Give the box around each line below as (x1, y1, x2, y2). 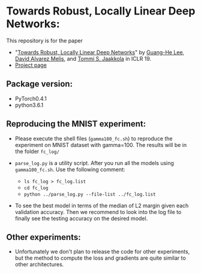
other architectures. (14, 261, 64, 268)
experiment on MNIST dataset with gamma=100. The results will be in (14, 141, 187, 148)
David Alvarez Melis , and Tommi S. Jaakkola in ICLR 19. (14, 55, 152, 62)
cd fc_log (23, 185, 49, 191)
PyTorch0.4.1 (14, 95, 47, 102)
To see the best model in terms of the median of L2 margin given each (14, 202, 189, 209)
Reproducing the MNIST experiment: (6, 119, 146, 129)
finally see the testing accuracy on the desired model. (14, 215, 148, 222)
